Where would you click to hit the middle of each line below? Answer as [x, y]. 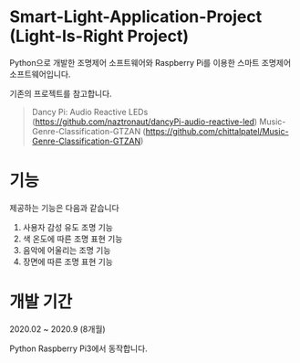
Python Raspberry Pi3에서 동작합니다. [78, 348]
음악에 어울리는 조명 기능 [67, 250]
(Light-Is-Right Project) [99, 36]
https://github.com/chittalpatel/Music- [217, 131]
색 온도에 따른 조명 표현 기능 [72, 239]
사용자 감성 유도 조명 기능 [68, 227]
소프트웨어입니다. [40, 74]
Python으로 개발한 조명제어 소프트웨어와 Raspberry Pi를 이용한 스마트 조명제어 [150, 62]
